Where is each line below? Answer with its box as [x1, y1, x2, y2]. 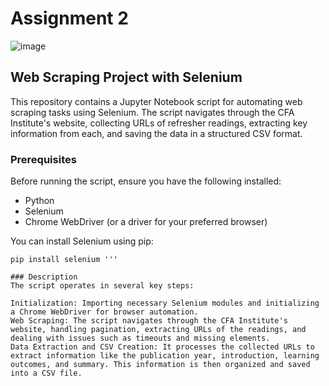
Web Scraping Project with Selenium [10, 69, 243, 86]
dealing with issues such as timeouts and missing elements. [10, 333, 271, 344]
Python [24, 195, 55, 207]
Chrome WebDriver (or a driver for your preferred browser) [24, 216, 268, 228]
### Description [10, 272, 78, 282]
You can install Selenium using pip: [10, 235, 154, 247]
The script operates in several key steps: [10, 281, 195, 291]
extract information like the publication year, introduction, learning [10, 351, 320, 361]
